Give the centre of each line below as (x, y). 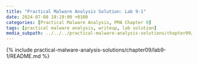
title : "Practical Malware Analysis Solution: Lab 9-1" (76, 11)
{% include (19, 50)
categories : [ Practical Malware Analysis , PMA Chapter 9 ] (79, 22)
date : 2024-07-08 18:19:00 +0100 (47, 17)
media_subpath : (25, 33)
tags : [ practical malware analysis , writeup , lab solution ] (82, 28)
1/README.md (24, 56)
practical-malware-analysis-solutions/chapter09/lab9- (100, 50)
